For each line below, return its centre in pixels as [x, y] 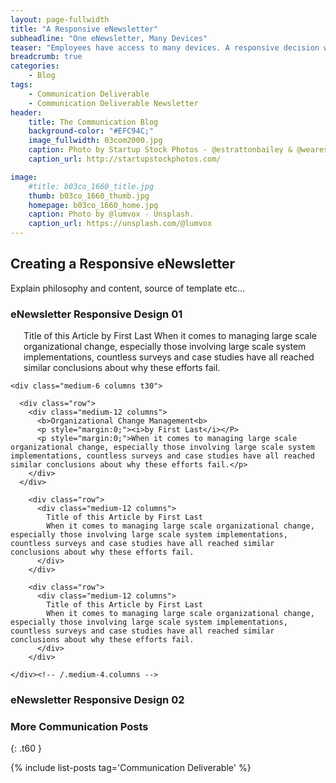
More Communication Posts [79, 726]
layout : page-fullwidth [60, 19]
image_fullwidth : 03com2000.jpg [95, 141]
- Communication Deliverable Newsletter [113, 103]
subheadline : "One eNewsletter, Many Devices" [109, 38]
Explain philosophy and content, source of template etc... [128, 288]
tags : [21, 85]
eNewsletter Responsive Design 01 [96, 314]
